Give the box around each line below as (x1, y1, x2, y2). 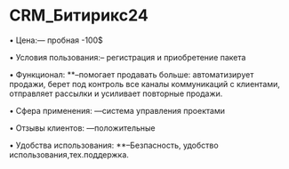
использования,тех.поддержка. (9, 149, 129, 160)
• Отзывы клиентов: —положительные (9, 122, 156, 133)
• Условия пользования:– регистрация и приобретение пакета (9, 52, 246, 62)
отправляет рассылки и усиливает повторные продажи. (9, 88, 223, 99)
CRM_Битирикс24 (9, 5, 149, 26)
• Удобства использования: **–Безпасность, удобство (9, 140, 220, 150)
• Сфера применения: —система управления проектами (9, 105, 225, 116)
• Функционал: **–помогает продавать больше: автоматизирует (9, 68, 254, 80)
